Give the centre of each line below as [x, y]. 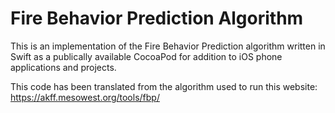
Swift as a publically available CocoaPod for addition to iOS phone [146, 56]
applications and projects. [63, 67]
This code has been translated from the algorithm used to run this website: [164, 86]
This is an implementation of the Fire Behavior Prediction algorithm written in [168, 46]
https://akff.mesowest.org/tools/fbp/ [85, 97]
